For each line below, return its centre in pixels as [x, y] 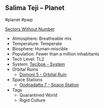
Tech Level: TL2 [28, 59]
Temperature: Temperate [37, 44]
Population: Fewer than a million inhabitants [56, 54]
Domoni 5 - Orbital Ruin [43, 74]
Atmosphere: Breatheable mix [42, 38]
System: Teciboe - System [38, 64]
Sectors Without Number [30, 29]
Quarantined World [38, 95]
